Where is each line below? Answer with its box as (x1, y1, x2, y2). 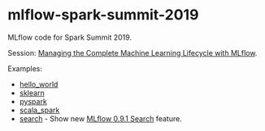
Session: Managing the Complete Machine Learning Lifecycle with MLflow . (7, 48, 258, 57)
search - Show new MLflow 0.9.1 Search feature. (19, 113, 182, 123)
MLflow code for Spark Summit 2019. (7, 32, 132, 42)
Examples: (7, 63, 42, 74)
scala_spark (19, 105, 60, 115)
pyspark (19, 96, 48, 106)
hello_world (19, 79, 59, 89)
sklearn (19, 87, 46, 98)
